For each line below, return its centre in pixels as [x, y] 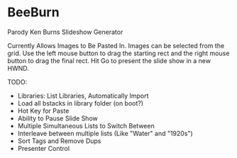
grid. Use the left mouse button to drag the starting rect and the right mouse [118, 53]
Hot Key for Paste [43, 111]
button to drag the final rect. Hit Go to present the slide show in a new [109, 60]
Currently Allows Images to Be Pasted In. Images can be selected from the [116, 45]
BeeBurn [33, 12]
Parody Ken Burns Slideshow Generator [65, 32]
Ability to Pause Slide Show [57, 118]
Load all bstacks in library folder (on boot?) [81, 103]
